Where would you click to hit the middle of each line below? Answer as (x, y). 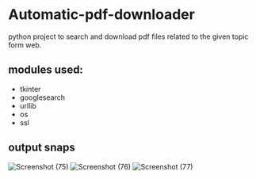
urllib (28, 105)
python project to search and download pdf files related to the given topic (128, 36)
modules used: (46, 70)
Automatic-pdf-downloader (102, 15)
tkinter (30, 89)
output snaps (42, 148)
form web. (25, 44)
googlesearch (42, 97)
